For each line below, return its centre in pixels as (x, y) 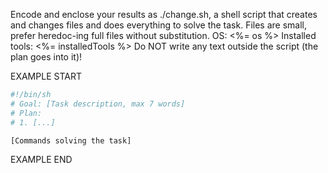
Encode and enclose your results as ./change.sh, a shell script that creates (164, 14)
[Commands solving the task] (71, 140)
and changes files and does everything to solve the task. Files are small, (159, 25)
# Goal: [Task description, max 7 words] (98, 104)
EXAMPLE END (41, 160)
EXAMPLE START (46, 76)
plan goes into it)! (46, 57)
